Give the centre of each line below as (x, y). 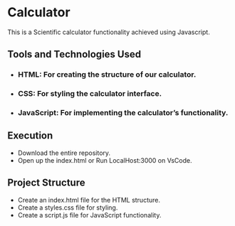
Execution (30, 136)
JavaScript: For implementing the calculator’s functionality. (123, 113)
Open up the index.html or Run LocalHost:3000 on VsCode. (105, 160)
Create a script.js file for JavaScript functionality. (89, 215)
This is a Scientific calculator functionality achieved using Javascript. (109, 32)
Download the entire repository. (64, 153)
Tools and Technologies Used (74, 54)
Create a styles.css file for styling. (68, 208)
